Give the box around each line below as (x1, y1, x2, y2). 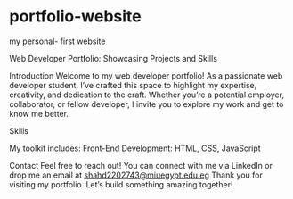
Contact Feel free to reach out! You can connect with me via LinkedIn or (9, 160, 273, 170)
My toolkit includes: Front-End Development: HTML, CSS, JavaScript (9, 143, 261, 153)
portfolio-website (9, 6, 142, 27)
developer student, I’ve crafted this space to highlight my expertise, (9, 79, 257, 90)
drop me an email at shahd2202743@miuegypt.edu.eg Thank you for (9, 170, 263, 180)
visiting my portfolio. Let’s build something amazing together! (9, 178, 233, 189)
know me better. (9, 108, 69, 119)
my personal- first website (9, 36, 106, 46)
